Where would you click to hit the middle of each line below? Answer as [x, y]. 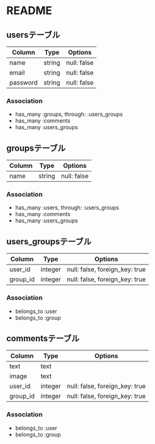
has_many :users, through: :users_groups [67, 208]
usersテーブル [33, 35]
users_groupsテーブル [49, 242]
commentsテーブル [43, 338]
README [29, 11]
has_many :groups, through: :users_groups [69, 115]
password [23, 82]
